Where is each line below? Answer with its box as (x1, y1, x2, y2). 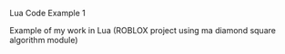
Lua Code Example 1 (9, 8, 87, 18)
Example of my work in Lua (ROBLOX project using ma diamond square (9, 25, 276, 35)
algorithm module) (9, 35, 79, 45)
